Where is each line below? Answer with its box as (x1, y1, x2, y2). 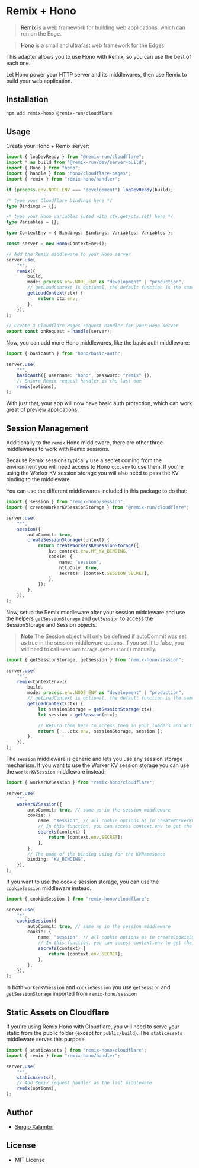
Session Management (6, 423, 89, 433)
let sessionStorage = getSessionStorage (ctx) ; (37, 706, 155, 712)
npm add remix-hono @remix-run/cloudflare (6, 110, 113, 116)
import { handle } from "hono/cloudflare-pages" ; (6, 171, 131, 176)
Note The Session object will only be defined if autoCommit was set (20, 633, 187, 640)
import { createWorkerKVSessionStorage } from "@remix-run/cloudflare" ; (6, 504, 190, 510)
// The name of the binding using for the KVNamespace (27, 851, 166, 857)
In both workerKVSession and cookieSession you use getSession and (6, 984, 171, 991)
